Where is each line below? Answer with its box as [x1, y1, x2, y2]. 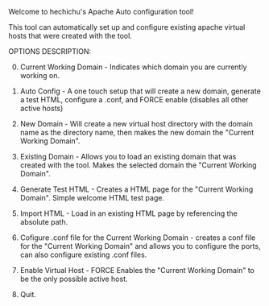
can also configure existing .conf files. [19, 250, 147, 259]
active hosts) [19, 104, 64, 113]
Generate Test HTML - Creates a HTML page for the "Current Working [19, 184, 254, 194]
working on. [19, 71, 60, 80]
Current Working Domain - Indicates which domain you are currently [19, 62, 247, 72]
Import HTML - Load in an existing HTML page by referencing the [19, 209, 238, 218]
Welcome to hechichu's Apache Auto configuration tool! [8, 7, 195, 16]
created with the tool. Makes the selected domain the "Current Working [19, 160, 257, 170]
